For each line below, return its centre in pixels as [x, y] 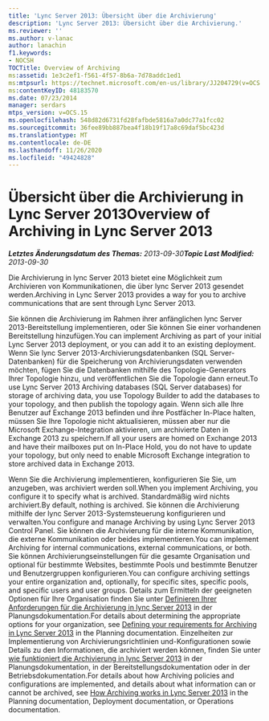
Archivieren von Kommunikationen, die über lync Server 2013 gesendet [126, 287]
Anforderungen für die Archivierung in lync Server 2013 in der [110, 608]
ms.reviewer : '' [35, 31]
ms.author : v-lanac [41, 38]
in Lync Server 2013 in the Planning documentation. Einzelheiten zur [121, 633]
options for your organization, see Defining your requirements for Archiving [132, 625]
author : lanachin [37, 46]
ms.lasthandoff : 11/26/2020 [55, 150]
